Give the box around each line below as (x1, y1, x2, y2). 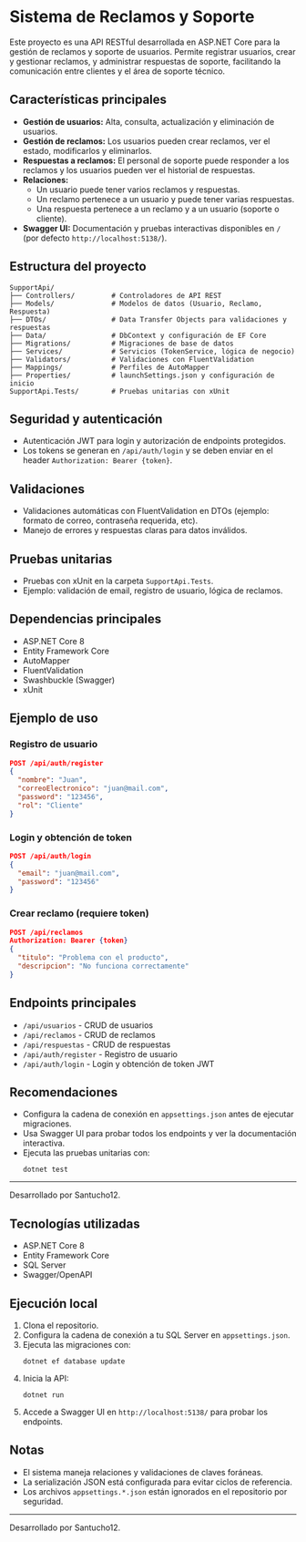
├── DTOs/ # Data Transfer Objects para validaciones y (9, 314, 287, 324)
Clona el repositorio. (22, 1320, 99, 1331)
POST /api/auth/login (9, 851, 92, 860)
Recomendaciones (9, 1085, 118, 1100)
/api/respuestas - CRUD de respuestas (22, 1039, 171, 1050)
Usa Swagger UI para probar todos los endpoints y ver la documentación (22, 1128, 297, 1139)
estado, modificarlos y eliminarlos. (22, 145, 152, 156)
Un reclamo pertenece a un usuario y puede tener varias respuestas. (36, 193, 295, 204)
